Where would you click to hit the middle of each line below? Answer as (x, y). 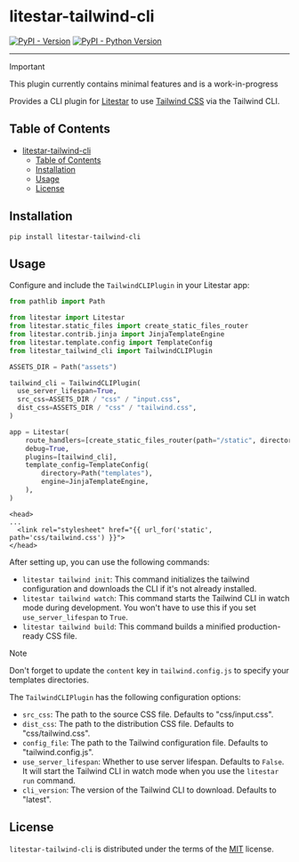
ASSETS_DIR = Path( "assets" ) (63, 367)
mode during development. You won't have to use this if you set (139, 608)
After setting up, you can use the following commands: (109, 561)
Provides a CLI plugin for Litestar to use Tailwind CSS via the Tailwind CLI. (145, 101)
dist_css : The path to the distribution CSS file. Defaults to (128, 723)
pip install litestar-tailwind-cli (75, 237)
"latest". (36, 799)
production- (259, 626)
